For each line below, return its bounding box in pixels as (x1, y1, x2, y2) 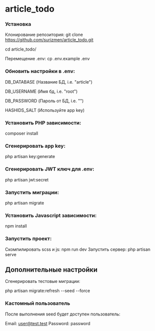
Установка (5, 21, 32, 28)
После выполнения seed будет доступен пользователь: (5, 311, 121, 317)
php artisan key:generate (5, 154, 55, 159)
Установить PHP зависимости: (5, 119, 82, 126)
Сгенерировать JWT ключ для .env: (5, 166, 95, 173)
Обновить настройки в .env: (5, 68, 75, 75)
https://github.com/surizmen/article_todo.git (5, 37, 94, 43)
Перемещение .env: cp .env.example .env (5, 56, 90, 62)
